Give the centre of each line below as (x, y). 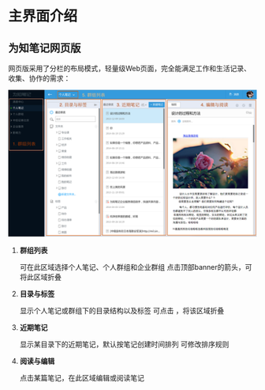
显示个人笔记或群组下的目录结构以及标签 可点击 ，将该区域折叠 (122, 311)
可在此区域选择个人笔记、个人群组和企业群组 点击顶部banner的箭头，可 (136, 267)
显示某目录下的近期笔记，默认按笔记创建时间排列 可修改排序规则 (124, 344)
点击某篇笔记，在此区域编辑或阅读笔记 (82, 378)
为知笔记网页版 (45, 48)
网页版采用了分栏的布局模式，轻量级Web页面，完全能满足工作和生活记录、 (129, 68)
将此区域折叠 (40, 277)
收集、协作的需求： (39, 78)
